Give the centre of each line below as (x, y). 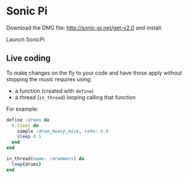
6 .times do (25, 125)
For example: (23, 109)
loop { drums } (27, 164)
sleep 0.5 (29, 137)
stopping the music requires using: (49, 79)
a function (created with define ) (54, 91)
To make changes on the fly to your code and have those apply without (94, 73)
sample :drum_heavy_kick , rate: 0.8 (63, 131)
